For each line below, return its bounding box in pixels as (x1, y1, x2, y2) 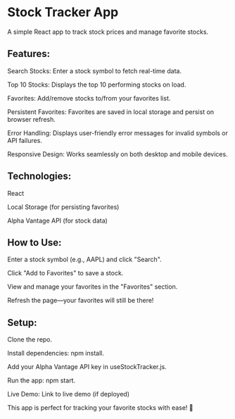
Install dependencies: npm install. (7, 349, 104, 358)
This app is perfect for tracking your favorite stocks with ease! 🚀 (7, 404, 193, 412)
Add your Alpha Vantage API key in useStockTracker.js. (7, 363, 167, 371)
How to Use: (7, 237, 62, 249)
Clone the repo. (7, 335, 53, 344)
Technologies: (7, 170, 72, 182)
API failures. (7, 136, 42, 144)
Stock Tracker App (7, 4, 119, 20)
